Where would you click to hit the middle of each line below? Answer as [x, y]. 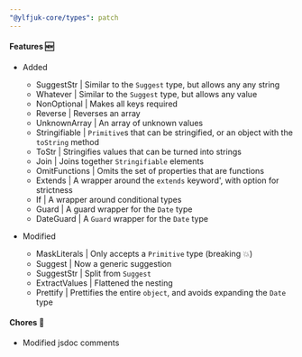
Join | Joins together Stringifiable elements [120, 161]
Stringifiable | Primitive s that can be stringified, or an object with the [164, 133]
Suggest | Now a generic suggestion [104, 263]
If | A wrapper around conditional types [109, 199]
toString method [68, 142]
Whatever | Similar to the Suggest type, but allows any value [146, 94]
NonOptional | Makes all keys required [107, 104]
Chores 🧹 [27, 323]
